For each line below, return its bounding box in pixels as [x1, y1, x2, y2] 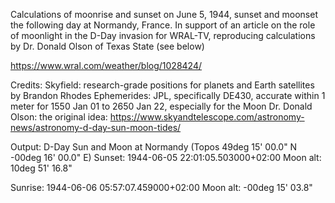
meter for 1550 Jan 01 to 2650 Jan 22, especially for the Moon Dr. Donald [10, 100, 313, 112]
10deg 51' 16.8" [10, 162, 73, 174]
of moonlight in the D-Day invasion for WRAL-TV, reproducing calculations [10, 30, 316, 41]
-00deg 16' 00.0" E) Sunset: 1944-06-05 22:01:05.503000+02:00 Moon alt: [10, 152, 322, 163]
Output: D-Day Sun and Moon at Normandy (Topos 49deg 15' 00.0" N [10, 141, 298, 153]
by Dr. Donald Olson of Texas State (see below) [10, 40, 205, 52]
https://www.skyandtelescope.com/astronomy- [109, 111, 305, 123]
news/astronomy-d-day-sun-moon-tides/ [10, 122, 182, 133]
